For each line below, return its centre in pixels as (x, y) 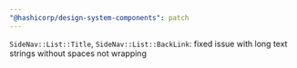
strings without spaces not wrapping (78, 53)
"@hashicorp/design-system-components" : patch (99, 18)
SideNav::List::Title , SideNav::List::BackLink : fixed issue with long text (148, 44)
